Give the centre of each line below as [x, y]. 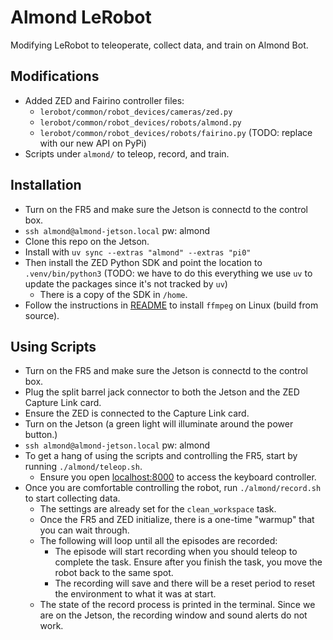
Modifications [55, 76]
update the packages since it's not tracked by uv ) [126, 283]
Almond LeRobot [81, 17]
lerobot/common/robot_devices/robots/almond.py [140, 122]
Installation [46, 185]
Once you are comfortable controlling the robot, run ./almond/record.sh [173, 488]
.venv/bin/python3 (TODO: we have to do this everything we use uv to [168, 273]
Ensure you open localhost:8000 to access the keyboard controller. [178, 477]
